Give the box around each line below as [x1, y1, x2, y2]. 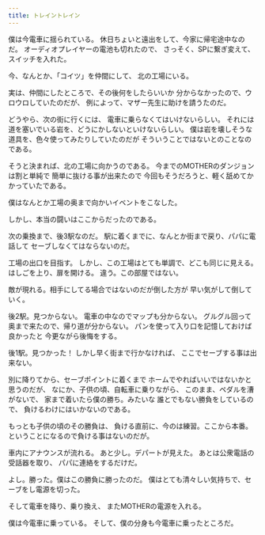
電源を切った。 [35, 484, 85, 494]
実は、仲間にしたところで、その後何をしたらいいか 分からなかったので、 [8, 88, 245, 97]
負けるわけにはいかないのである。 [23, 404, 135, 414]
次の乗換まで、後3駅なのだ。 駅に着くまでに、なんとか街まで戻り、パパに [8, 231, 249, 241]
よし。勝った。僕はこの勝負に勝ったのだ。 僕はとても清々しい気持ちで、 [8, 474, 245, 484]
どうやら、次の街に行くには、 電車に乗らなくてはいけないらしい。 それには [8, 114, 255, 123]
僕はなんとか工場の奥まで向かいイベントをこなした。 [8, 197, 182, 207]
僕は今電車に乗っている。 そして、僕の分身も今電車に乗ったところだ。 [8, 518, 238, 527]
